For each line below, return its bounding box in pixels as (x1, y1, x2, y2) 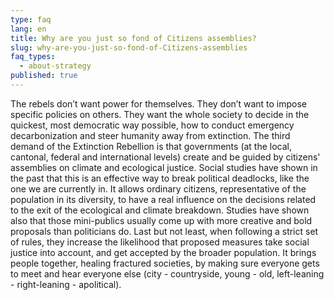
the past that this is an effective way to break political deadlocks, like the (10, 172, 310, 184)
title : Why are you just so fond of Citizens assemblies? (10, 33, 257, 43)
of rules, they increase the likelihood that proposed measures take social (10, 236, 310, 248)
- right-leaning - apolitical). (10, 278, 122, 290)
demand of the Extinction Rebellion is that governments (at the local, (10, 140, 293, 152)
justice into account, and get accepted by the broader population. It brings (10, 246, 317, 258)
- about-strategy (19, 61, 92, 71)
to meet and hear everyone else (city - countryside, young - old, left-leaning (10, 267, 325, 280)
